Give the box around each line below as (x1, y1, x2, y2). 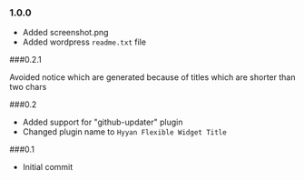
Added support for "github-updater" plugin (22, 116, 183, 128)
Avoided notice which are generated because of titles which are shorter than (9, 72, 296, 83)
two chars (9, 82, 47, 93)
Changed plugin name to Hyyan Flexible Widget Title (22, 126, 227, 137)
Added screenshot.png (22, 27, 109, 38)
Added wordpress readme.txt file (22, 36, 147, 47)
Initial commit (22, 162, 74, 173)
